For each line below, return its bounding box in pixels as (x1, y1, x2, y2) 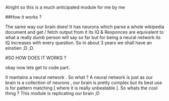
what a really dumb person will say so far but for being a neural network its (5, 35, 161, 40)
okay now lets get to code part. (5, 65, 70, 70)
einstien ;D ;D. (5, 45, 34, 51)
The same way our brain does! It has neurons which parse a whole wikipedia (5, 24, 164, 30)
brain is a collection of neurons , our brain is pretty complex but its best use (5, 80, 162, 85)
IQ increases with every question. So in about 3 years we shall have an (5, 40, 152, 46)
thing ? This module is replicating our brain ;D (5, 90, 100, 96)
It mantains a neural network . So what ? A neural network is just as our (5, 74, 153, 80)
